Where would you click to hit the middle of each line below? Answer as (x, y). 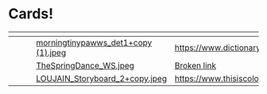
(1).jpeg (51, 53)
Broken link (195, 65)
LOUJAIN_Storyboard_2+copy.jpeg (101, 78)
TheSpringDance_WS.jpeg (85, 65)
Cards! (31, 14)
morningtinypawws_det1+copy (94, 42)
